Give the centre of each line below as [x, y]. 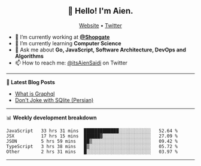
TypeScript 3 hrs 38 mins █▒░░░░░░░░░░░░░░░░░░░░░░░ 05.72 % [92, 146]
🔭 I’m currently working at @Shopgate [62, 37]
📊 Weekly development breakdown [51, 118]
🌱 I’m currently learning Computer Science [68, 43]
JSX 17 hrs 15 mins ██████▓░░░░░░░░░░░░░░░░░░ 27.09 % [92, 136]
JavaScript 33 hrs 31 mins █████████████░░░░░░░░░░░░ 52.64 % [92, 131]
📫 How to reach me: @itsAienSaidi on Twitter [71, 63]
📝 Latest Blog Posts [31, 82]
